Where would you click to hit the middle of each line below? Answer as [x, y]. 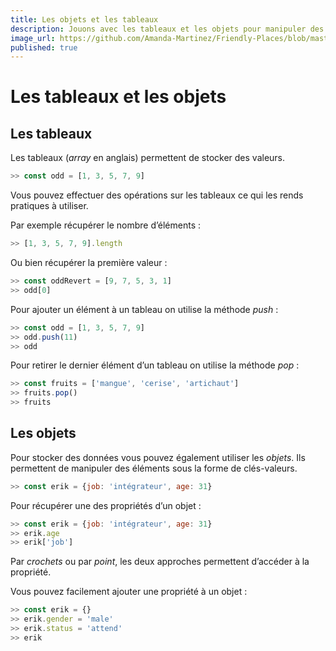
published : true [44, 47]
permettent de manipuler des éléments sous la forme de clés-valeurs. [154, 468]
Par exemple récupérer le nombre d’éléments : [105, 225]
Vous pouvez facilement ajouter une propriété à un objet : [129, 592]
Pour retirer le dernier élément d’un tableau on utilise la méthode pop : [155, 365]
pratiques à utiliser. [49, 206]
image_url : [33, 38]
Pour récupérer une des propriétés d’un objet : [106, 505]
